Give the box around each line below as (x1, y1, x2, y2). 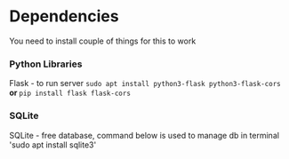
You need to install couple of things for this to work (9, 36, 197, 46)
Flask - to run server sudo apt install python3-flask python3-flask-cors (9, 78, 282, 89)
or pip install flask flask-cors (9, 87, 132, 99)
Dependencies (9, 6, 119, 27)
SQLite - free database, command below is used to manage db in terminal (9, 130, 280, 140)
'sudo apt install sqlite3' (9, 139, 97, 150)
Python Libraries (9, 58, 83, 70)
